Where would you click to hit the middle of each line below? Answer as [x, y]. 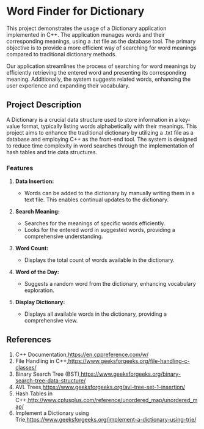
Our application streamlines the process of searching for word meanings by [101, 66]
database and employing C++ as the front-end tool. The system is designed [102, 139]
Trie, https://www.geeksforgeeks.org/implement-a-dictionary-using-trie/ [106, 419]
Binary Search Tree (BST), [48, 374]
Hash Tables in [34, 394]
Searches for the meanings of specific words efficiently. [95, 223]
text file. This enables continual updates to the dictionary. [97, 200]
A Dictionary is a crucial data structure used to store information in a [92, 119]
